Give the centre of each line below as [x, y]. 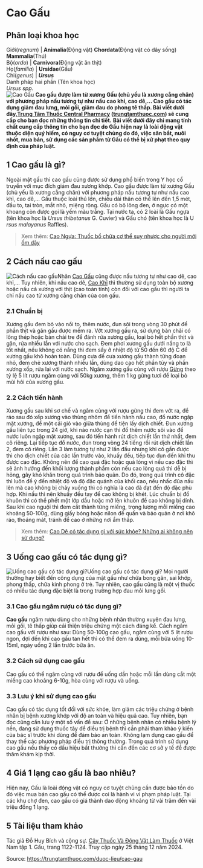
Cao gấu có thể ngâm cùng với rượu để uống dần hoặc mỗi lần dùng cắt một [101, 674]
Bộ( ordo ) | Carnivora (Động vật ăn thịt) [54, 63]
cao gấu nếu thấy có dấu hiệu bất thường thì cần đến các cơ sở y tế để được [101, 747]
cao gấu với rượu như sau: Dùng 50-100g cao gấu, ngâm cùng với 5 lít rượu [100, 632]
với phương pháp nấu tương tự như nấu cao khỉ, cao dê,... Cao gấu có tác [99, 101]
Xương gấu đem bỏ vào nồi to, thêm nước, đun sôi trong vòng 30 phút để [97, 324]
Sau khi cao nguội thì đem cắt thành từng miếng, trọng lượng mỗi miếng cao [101, 507]
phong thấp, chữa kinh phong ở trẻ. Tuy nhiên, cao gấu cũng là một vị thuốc [101, 584]
